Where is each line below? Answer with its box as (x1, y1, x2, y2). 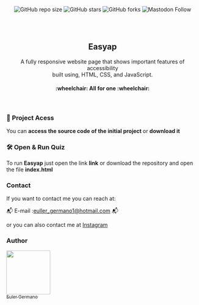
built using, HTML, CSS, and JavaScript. (52, 71, 153, 78)
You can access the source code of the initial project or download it (6, 127, 180, 135)
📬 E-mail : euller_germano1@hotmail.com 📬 (6, 207, 119, 214)
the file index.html (6, 165, 53, 173)
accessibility (87, 64, 118, 71)
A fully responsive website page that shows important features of (20, 58, 185, 65)
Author (6, 236, 28, 245)
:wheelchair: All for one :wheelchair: (55, 85, 150, 92)
